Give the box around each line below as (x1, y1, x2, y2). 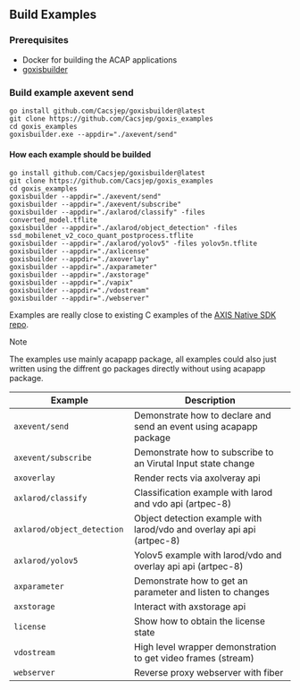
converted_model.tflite (9, 216, 98, 225)
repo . (9, 319, 29, 330)
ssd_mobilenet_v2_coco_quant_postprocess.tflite (9, 232, 194, 241)
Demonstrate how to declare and (133, 409, 271, 422)
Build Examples (9, 7, 97, 22)
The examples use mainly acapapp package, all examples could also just (9, 354, 277, 365)
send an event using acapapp (133, 421, 258, 433)
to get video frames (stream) (133, 652, 254, 665)
